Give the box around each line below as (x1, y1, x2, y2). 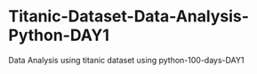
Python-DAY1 (8, 25, 110, 45)
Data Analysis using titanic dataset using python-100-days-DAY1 (8, 54, 245, 65)
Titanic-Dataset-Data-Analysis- (8, 6, 250, 27)
